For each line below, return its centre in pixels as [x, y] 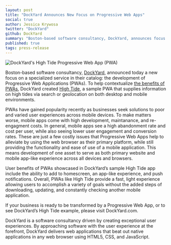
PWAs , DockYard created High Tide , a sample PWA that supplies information [86, 89]
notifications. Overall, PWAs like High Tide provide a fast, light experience [83, 179]
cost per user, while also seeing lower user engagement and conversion [81, 131]
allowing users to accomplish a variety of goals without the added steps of [84, 184]
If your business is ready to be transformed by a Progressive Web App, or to [85, 205]
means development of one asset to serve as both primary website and [80, 153]
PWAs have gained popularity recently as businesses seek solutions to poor [85, 109]
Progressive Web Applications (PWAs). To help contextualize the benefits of [85, 83]
